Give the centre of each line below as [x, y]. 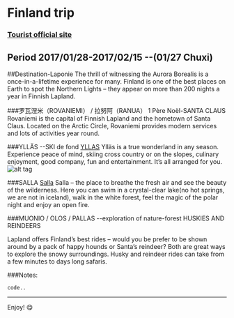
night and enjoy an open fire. [48, 204]
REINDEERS [24, 225]
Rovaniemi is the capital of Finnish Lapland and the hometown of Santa [109, 118]
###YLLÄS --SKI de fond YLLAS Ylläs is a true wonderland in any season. [113, 146]
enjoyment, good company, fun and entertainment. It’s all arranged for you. [115, 161]
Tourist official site [40, 35]
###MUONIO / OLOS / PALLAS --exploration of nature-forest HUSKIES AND [116, 218]
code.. [17, 287]
